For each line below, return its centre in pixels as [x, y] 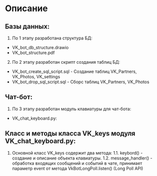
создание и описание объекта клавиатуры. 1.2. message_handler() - [82, 158]
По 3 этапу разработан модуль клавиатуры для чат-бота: [71, 109]
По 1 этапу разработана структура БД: [52, 38]
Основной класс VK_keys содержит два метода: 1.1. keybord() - [77, 153]
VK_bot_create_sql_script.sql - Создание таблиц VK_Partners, [74, 71]
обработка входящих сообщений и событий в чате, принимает [77, 163]
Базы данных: [27, 26]
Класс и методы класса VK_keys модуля [70, 133]
